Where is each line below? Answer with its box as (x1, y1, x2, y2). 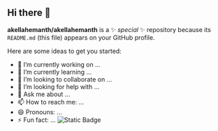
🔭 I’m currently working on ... (17, 60, 101, 68)
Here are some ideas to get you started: (7, 47, 122, 55)
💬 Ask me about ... (17, 90, 71, 98)
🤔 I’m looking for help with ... (17, 82, 100, 91)
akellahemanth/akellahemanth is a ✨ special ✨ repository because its (7, 25, 212, 33)
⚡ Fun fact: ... (17, 116, 56, 124)
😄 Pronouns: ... (17, 107, 63, 116)
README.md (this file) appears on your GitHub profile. (7, 33, 155, 42)
